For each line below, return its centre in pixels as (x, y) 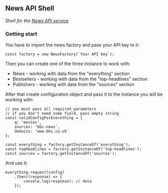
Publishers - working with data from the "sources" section (73, 85)
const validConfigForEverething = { (44, 118)
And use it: (16, 163)
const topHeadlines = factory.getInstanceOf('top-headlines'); (74, 149)
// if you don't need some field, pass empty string (62, 114)
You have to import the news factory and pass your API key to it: (72, 45)
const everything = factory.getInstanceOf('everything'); (68, 145)
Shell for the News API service (37, 20)
